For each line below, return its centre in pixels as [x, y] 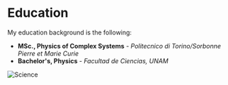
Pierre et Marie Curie [48, 53]
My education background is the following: [70, 32]
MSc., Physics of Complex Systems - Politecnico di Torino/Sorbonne [119, 46]
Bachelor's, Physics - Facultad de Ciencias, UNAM [93, 60]
